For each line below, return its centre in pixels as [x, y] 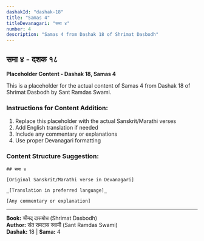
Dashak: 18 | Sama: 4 [33, 231]
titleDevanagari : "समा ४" [38, 23]
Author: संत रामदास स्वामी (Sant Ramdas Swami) [62, 225]
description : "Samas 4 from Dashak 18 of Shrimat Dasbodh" [83, 35]
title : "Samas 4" [28, 18]
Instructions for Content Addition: [57, 108]
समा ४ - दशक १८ [32, 59]
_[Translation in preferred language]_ [57, 190]
